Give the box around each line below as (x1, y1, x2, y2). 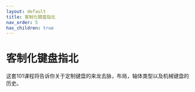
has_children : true (6, 25, 54, 31)
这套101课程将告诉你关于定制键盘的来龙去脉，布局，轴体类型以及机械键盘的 (6, 73, 190, 80)
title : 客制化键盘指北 (6, 14, 56, 20)
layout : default (6, 8, 46, 15)
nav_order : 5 (6, 19, 38, 25)
